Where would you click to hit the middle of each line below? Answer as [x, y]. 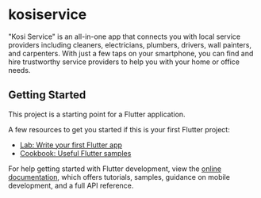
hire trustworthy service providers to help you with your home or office [124, 62]
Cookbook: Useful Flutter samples [75, 153]
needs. [19, 70]
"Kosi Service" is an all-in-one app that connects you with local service [124, 36]
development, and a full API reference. [71, 185]
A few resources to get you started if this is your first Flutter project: [119, 129]
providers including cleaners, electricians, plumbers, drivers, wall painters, [130, 44]
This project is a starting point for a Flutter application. [97, 114]
